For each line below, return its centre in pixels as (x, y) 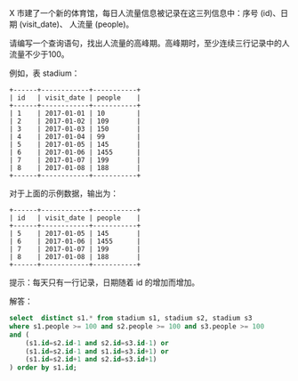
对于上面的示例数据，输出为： (64, 193)
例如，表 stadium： (44, 73)
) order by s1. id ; (43, 368)
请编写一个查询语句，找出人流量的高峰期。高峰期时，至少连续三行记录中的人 (149, 43)
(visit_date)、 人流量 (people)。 (77, 24)
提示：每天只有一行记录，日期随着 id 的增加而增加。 (105, 282)
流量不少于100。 (39, 54)
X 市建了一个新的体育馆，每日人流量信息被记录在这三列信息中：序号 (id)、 (145, 13)
